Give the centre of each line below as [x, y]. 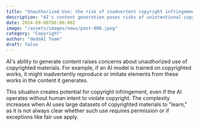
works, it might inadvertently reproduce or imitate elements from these [92, 74]
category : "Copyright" [34, 34]
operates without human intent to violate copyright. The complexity [88, 98]
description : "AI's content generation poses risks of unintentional [94, 17]
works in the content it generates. [47, 80]
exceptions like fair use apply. [42, 117]
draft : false [22, 45]
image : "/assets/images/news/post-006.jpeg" [62, 28]
